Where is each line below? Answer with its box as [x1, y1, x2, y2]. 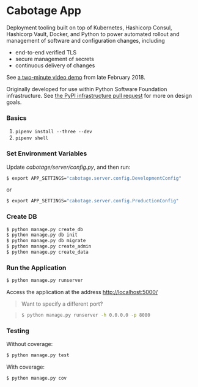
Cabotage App [6, 4, 81, 18]
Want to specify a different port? [21, 300, 103, 308]
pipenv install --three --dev [15, 129, 93, 135]
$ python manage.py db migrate [6, 238, 86, 244]
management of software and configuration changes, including [6, 37, 165, 44]
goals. [6, 98, 22, 106]
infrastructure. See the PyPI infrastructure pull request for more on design [6, 92, 193, 99]
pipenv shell [15, 135, 49, 141]
